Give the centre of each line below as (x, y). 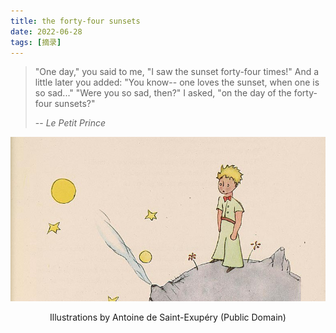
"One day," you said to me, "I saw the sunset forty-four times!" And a (177, 72)
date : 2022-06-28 (46, 31)
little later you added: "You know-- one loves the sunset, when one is (177, 82)
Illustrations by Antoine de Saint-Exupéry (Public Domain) (168, 317)
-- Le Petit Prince (70, 123)
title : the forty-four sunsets (75, 21)
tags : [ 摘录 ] (36, 42)
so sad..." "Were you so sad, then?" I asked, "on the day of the (163, 93)
